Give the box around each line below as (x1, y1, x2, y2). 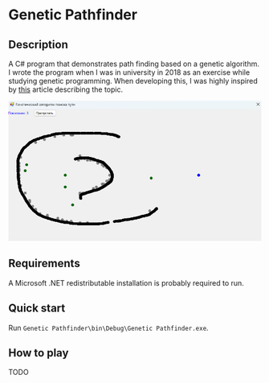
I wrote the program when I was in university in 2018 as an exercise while (8, 68, 251, 77)
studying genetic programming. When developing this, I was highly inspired (8, 76, 259, 85)
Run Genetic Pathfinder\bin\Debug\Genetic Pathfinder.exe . (8, 323, 209, 332)
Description (8, 38, 68, 51)
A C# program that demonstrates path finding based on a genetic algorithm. (8, 59, 259, 68)
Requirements (8, 257, 80, 270)
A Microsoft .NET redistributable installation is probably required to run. (8, 278, 245, 287)
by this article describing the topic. (8, 84, 123, 94)
